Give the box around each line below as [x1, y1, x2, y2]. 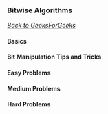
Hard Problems [7, 100, 51, 108]
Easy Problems [7, 68, 51, 77]
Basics [7, 37, 28, 45]
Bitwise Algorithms [7, 6, 73, 15]
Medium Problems [7, 84, 61, 93]
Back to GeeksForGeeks [7, 21, 76, 30]
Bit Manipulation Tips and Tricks [7, 53, 102, 61]
